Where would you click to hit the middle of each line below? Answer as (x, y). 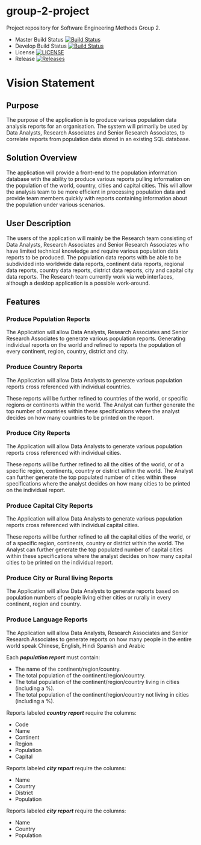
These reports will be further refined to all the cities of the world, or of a (95, 464)
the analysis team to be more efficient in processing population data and (96, 192)
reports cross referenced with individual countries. (69, 387)
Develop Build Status (41, 46)
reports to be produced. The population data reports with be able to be (94, 257)
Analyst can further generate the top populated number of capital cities (94, 549)
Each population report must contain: (53, 657)
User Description (39, 223)
